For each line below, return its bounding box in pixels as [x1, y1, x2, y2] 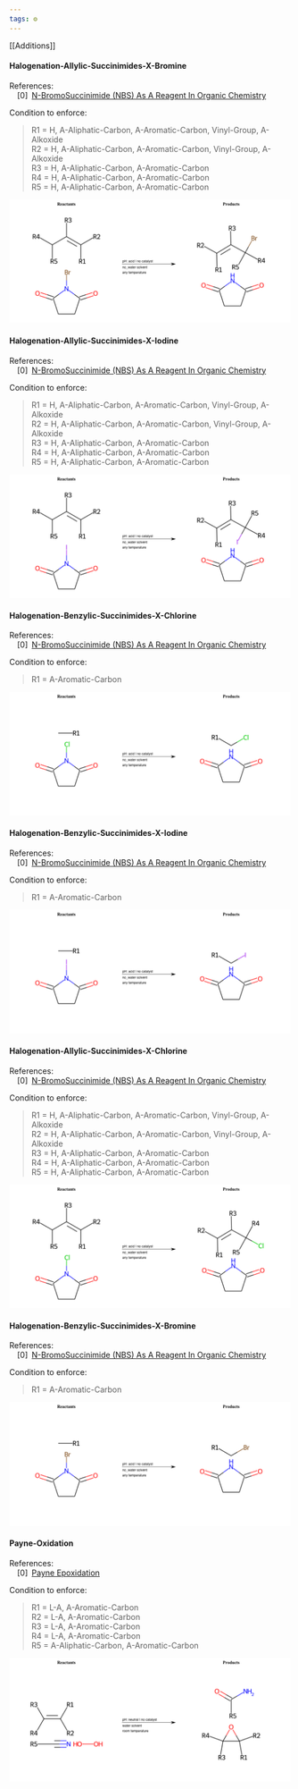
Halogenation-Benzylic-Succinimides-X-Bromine [9, 1320, 196, 1331]
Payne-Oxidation [9, 1538, 74, 1548]
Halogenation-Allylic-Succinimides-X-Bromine [9, 61, 187, 72]
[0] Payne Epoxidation [17, 1567, 101, 1578]
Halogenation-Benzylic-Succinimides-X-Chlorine [9, 610, 197, 620]
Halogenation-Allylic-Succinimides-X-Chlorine [9, 1045, 187, 1056]
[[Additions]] [9, 40, 56, 51]
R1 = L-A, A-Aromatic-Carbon [30, 1601, 139, 1613]
